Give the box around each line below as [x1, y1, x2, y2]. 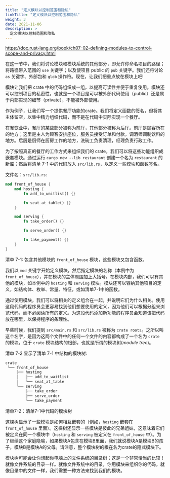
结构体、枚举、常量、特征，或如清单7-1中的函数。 [18, 286, 123, 292]
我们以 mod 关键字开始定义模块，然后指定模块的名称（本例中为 [5, 267, 135, 273]
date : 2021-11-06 [5, 21, 42, 27]
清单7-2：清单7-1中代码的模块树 [5, 408, 72, 414]
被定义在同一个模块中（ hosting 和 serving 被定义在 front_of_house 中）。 [5, 431, 157, 437]
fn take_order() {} [23, 219, 65, 224]
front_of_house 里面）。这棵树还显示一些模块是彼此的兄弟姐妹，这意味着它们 [5, 425, 165, 431]
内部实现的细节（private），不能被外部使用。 [9, 97, 102, 103]
